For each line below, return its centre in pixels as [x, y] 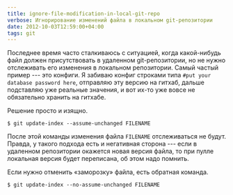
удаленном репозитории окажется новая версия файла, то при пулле [111, 151]
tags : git [22, 33]
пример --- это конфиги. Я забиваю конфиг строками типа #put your [109, 75]
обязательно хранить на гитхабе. [57, 97]
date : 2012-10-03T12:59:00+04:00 [56, 26]
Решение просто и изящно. [48, 111]
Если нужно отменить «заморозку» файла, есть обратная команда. [108, 172]
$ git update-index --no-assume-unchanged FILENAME [83, 185]
